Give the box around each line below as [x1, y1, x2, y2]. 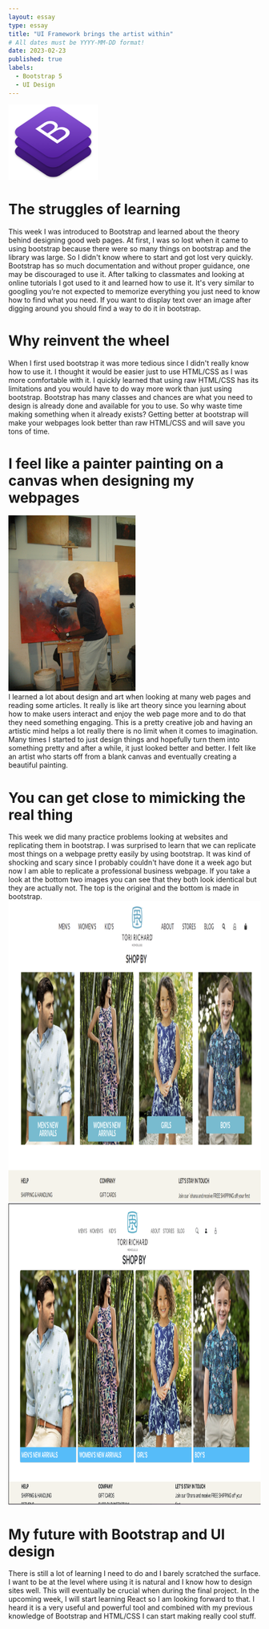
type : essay [8, 21, 48, 30]
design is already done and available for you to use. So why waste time [8, 401, 243, 410]
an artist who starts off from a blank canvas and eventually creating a [8, 751, 237, 762]
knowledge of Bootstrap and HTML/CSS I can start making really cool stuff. [8, 1611, 256, 1621]
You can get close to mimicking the [8, 788, 246, 807]
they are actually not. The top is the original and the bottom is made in [8, 883, 239, 893]
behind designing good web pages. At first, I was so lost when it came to [8, 235, 248, 245]
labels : [8, 64, 34, 72]
